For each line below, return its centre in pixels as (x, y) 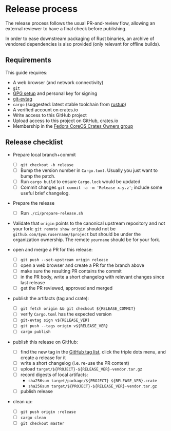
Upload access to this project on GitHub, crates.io (65, 121)
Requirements (28, 60)
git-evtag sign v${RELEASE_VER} (55, 320)
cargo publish (35, 332)
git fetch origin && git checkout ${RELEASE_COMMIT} (78, 309)
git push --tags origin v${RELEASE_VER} (64, 326)
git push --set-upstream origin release (64, 260)
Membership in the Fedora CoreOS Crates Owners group (73, 126)
